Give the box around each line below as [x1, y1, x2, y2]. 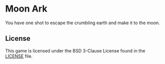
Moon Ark [5, 3, 48, 15]
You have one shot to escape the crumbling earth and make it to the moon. [5, 20, 160, 26]
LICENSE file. [5, 53, 33, 59]
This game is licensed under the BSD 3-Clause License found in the [5, 47, 145, 53]
